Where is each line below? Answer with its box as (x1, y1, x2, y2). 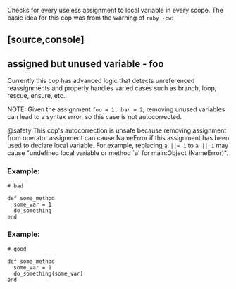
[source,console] (7, 34, 85, 46)
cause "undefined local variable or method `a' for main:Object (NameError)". (7, 149, 229, 157)
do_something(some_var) (13, 270, 83, 277)
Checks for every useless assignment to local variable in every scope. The (7, 6, 223, 14)
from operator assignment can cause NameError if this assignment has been (7, 134, 230, 142)
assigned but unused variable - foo (7, 58, 164, 70)
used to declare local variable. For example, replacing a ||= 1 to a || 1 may (7, 141, 229, 150)
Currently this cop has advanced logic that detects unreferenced (7, 77, 195, 85)
